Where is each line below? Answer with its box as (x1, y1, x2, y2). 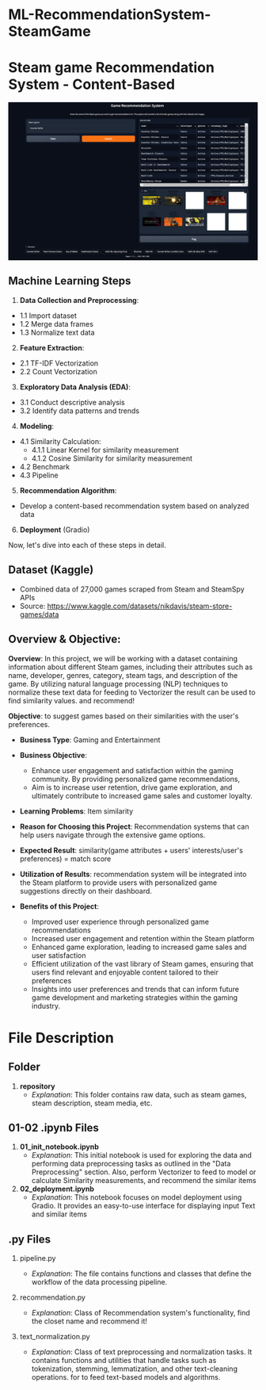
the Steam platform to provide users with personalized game (19, 878, 218, 887)
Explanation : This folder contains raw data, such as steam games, (31, 1089, 247, 1099)
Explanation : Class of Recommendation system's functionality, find (31, 1308, 251, 1318)
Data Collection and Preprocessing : (19, 295, 139, 304)
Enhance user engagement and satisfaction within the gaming (31, 765, 234, 775)
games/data (19, 609, 59, 619)
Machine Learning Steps (8, 274, 131, 288)
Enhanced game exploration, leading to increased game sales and (31, 942, 247, 952)
